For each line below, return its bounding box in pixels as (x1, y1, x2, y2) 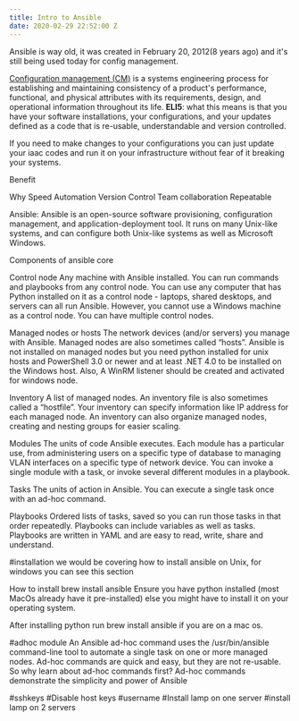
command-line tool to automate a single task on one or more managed (9, 646, 268, 657)
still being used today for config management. (9, 55, 179, 66)
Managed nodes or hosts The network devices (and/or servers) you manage (9, 327, 290, 338)
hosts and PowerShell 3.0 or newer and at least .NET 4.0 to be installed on (9, 355, 282, 367)
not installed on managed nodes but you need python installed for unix (9, 346, 270, 357)
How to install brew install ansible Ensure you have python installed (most (9, 583, 279, 594)
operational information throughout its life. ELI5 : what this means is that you (9, 101, 287, 112)
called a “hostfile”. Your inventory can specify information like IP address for (9, 402, 289, 412)
